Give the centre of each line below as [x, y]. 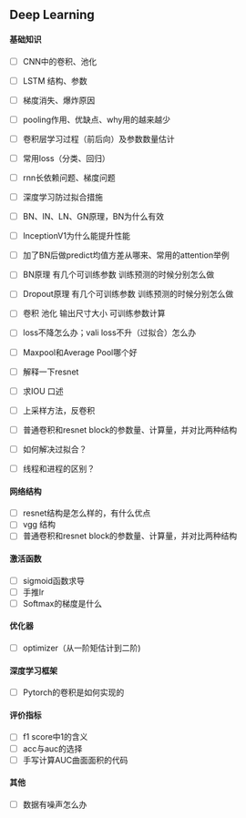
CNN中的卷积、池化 [60, 61]
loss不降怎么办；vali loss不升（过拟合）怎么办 [109, 332]
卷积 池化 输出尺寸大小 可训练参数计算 [94, 313]
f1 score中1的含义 [55, 737]
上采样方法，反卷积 [59, 410]
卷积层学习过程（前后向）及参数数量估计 [98, 138]
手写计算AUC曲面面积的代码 [75, 760]
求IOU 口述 [43, 391]
